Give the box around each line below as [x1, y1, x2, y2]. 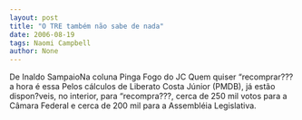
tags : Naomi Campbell [9, 38, 92, 48]
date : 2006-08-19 [9, 30, 75, 39]
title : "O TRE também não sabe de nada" [9, 22, 165, 31]
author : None [9, 47, 59, 56]
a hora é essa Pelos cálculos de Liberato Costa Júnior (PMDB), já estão [9, 81, 276, 92]
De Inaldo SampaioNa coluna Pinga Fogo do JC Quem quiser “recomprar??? [9, 71, 294, 82]
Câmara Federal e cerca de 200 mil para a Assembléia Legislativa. [9, 100, 257, 111]
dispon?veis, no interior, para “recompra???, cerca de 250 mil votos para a [9, 91, 287, 102]
